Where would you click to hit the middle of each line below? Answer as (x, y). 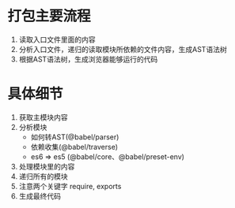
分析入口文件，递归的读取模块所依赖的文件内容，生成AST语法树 (123, 49)
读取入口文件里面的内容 (57, 39)
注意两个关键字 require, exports (70, 186)
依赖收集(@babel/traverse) (74, 147)
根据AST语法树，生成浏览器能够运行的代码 (88, 59)
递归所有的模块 (43, 176)
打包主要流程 (49, 16)
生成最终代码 (40, 196)
